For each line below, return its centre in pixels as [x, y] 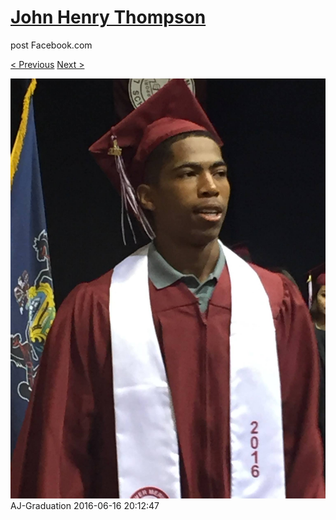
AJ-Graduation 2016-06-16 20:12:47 [85, 505]
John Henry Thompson [108, 17]
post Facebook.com [51, 45]
